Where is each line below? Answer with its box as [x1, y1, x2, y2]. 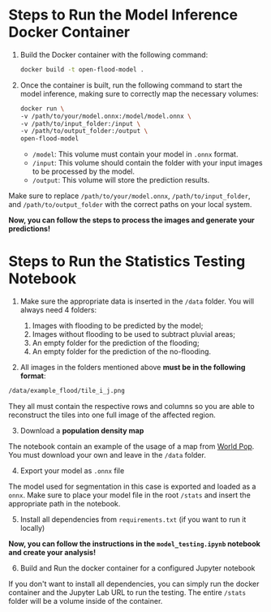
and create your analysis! [8, 548, 96, 557]
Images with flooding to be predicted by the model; [32, 321, 204, 330]
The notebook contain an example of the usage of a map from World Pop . [8, 442, 255, 451]
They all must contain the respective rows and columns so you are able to [8, 402, 255, 411]
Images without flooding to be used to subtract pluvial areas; [32, 330, 235, 339]
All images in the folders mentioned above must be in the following [19, 363, 246, 373]
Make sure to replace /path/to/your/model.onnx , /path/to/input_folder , [8, 191, 251, 200]
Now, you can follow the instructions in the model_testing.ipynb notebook [8, 539, 261, 549]
